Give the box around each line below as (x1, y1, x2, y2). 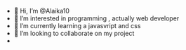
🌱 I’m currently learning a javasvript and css (13, 22, 141, 30)
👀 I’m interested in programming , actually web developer (13, 14, 180, 23)
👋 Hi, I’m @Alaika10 (13, 7, 70, 15)
